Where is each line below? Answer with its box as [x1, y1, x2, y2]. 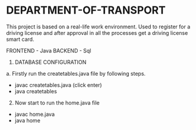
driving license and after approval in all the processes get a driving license [6, 29, 188, 36]
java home [14, 116, 40, 124]
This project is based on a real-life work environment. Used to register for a [6, 23, 191, 30]
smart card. [6, 35, 34, 43]
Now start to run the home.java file [14, 99, 100, 106]
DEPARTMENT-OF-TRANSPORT [6, 4, 166, 17]
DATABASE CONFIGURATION [14, 58, 87, 66]
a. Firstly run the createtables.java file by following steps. [6, 70, 146, 77]
